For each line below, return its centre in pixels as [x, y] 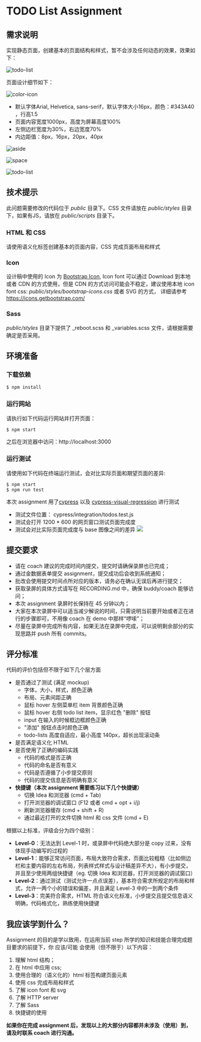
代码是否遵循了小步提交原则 [58, 773]
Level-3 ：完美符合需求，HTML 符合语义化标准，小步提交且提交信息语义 [104, 896]
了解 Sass [27, 1005]
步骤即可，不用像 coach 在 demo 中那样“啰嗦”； [85, 618]
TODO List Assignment [64, 11]
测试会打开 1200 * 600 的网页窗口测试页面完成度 [75, 522]
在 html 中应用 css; [38, 967]
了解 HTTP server [37, 998]
